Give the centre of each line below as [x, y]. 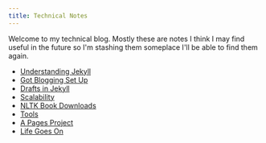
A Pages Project [47, 122]
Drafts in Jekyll [45, 88]
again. [19, 55]
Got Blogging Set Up [54, 80]
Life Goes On [42, 131]
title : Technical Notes [48, 16]
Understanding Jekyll [55, 71]
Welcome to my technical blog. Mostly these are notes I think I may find [127, 39]
